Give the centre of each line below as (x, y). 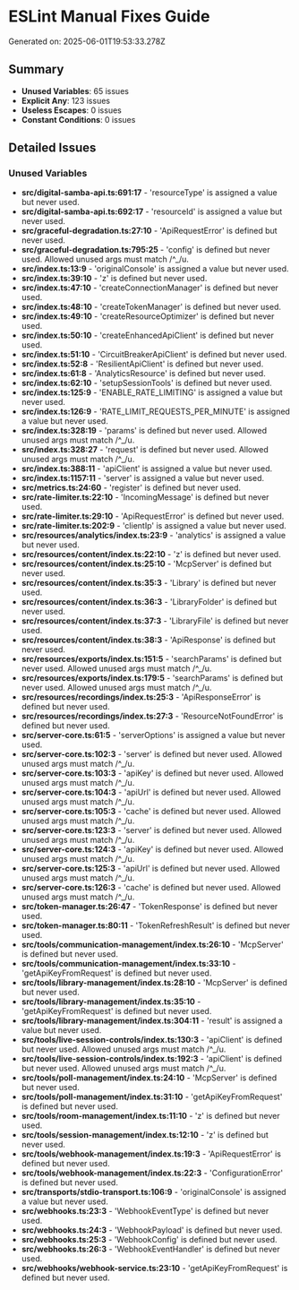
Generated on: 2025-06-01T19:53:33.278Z (87, 41)
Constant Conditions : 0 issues (78, 119)
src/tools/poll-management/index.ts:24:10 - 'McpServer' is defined (149, 1078)
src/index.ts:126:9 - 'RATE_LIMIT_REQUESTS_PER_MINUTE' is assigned (155, 412)
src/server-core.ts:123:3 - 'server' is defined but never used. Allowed (152, 830)
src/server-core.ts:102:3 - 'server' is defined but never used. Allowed (152, 754)
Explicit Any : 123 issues (66, 100)
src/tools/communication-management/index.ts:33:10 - (128, 964)
